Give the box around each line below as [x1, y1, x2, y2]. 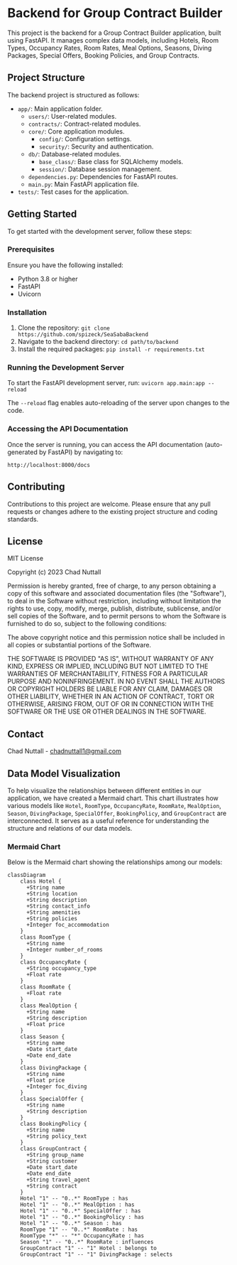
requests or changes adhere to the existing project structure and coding [7, 507, 218, 516]
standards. [7, 515, 39, 523]
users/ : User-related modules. [28, 112, 117, 120]
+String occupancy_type [26, 965, 97, 972]
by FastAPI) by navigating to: [38, 448, 123, 456]
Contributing [7, 481, 65, 493]
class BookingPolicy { [20, 1121, 87, 1128]
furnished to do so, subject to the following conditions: [7, 620, 167, 628]
